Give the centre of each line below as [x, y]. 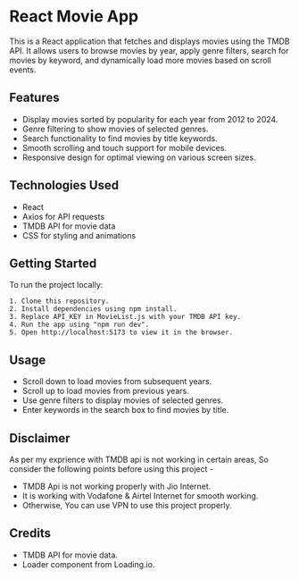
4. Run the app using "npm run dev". [79, 325]
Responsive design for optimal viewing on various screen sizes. [139, 157]
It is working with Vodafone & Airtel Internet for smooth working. [140, 496]
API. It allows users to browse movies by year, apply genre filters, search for [149, 50]
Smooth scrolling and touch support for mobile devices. [125, 147]
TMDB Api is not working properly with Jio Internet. [116, 486]
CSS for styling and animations [79, 235]
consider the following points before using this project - [112, 469]
